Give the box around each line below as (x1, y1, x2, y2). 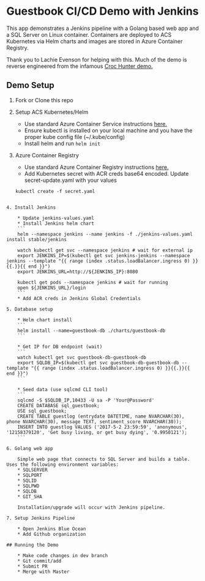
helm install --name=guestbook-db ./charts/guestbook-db (17, 328, 166, 334)
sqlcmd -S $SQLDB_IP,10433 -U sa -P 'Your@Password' (17, 397, 155, 403)
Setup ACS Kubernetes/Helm (15, 108, 89, 116)
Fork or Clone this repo (15, 96, 73, 103)
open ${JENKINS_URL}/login (17, 285, 86, 291)
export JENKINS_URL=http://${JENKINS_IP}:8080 (17, 268, 138, 275)
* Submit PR (17, 563, 48, 569)
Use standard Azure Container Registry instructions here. (24, 163, 169, 171)
